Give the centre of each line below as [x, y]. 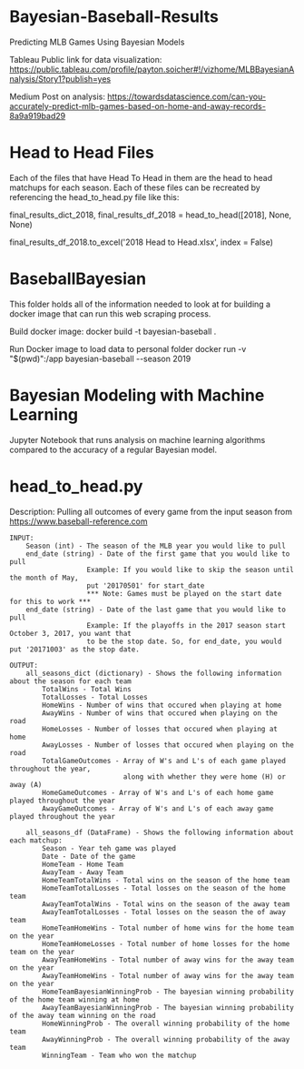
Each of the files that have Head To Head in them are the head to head [141, 177]
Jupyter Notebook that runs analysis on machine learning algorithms [137, 439]
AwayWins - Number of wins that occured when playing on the [160, 713]
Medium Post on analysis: [58, 96]
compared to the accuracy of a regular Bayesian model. [113, 449]
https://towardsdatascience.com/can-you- [186, 96]
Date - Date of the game [89, 856]
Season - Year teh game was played [109, 848]
